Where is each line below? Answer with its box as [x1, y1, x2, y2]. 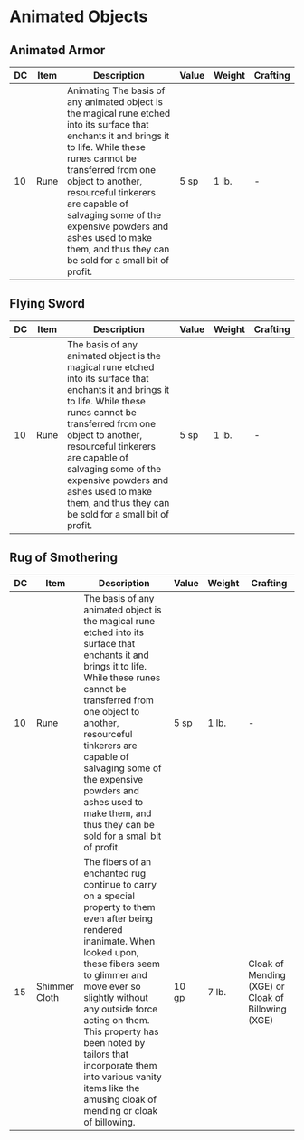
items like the [83, 1081, 140, 1094]
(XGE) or [248, 980, 285, 993]
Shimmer [35, 980, 75, 993]
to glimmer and [83, 968, 147, 981]
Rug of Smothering [9, 550, 119, 565]
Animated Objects [9, 6, 148, 27]
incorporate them [83, 1059, 157, 1071]
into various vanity [83, 1070, 163, 1083]
